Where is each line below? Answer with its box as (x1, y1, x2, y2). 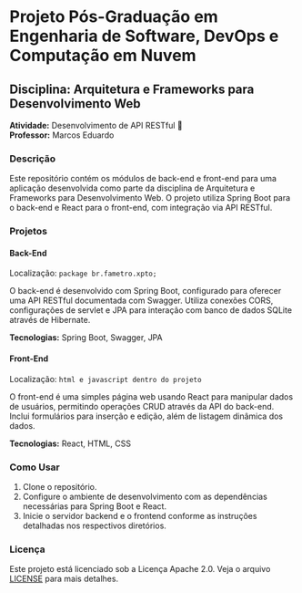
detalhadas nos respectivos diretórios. (22, 520, 166, 531)
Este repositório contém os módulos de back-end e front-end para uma (9, 173, 277, 184)
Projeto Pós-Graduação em (9, 6, 218, 27)
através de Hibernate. (9, 315, 91, 326)
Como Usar (9, 461, 61, 473)
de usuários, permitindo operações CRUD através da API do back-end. (9, 401, 275, 411)
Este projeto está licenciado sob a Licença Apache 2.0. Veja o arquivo (9, 564, 271, 575)
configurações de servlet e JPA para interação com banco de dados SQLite (9, 305, 293, 316)
